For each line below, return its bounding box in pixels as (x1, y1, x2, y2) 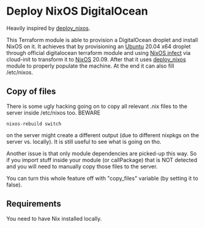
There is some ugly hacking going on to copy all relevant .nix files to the (6, 102, 188, 110)
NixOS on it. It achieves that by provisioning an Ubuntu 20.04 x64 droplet (6, 43, 191, 50)
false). (6, 181, 23, 188)
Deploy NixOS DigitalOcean (6, 4, 149, 18)
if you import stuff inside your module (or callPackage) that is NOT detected (6, 156, 198, 163)
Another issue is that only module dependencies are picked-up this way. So (6, 149, 197, 157)
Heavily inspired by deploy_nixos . (6, 24, 91, 32)
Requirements (6, 199, 61, 209)
